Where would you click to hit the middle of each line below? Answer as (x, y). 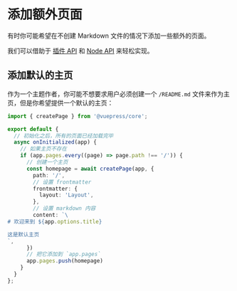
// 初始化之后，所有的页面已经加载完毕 (64, 136)
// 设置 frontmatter (62, 182)
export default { (33, 129)
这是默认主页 (23, 234)
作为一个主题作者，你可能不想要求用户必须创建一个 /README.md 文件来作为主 (118, 94)
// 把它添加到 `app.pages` (63, 254)
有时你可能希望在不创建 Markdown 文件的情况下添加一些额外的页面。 (109, 36)
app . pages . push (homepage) (64, 261)
